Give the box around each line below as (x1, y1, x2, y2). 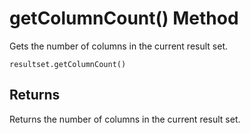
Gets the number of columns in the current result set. (9, 40, 228, 52)
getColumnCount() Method (9, 7, 239, 30)
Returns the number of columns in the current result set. (9, 113, 241, 125)
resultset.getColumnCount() (9, 59, 127, 69)
